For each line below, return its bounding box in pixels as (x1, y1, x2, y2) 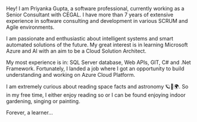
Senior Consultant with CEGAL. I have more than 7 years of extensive (6, 11, 173, 18)
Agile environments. (6, 23, 55, 30)
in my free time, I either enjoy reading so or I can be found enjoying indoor (6, 91, 186, 99)
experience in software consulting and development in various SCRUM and (6, 18, 188, 24)
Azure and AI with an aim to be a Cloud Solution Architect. (6, 48, 147, 55)
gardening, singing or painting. (6, 98, 81, 104)
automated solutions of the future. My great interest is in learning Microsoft (6, 41, 188, 48)
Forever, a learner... (6, 109, 53, 116)
